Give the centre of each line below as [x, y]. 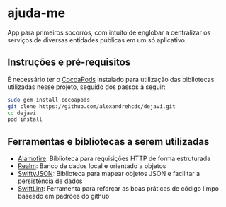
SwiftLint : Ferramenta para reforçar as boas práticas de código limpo [118, 189]
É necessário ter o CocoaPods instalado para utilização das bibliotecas [111, 79]
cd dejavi [22, 113]
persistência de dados [50, 181]
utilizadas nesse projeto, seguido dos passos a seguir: [87, 87]
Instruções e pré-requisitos [69, 63]
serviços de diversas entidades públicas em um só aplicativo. [97, 40]
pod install [25, 119]
